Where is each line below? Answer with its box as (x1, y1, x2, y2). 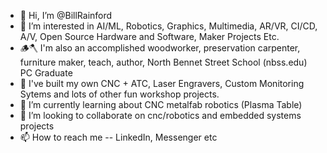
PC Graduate (19, 67, 73, 79)
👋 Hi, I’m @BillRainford (19, 10, 113, 21)
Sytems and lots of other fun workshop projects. (19, 88, 220, 100)
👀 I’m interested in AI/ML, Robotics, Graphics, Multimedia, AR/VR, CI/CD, (19, 20, 318, 32)
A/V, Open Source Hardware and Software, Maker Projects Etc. (19, 31, 280, 42)
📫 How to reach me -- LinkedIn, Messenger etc (19, 131, 218, 143)
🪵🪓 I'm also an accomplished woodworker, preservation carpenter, (19, 42, 301, 54)
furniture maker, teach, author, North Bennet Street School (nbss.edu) (19, 56, 308, 68)
